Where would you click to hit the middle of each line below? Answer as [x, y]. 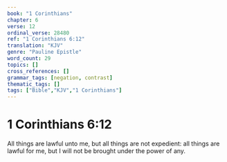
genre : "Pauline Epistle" [44, 52]
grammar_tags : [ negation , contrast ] [60, 78]
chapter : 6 [23, 20]
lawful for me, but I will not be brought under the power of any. [96, 151]
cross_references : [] [38, 71]
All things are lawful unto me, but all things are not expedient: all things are [113, 144]
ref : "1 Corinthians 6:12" [46, 39]
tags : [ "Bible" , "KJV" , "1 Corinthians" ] [65, 90]
